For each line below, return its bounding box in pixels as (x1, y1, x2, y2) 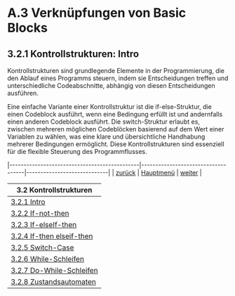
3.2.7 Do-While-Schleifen (11, 266, 98, 275)
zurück (115, 169, 136, 176)
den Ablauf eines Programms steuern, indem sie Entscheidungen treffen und (7, 74, 229, 82)
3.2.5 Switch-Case (11, 243, 74, 252)
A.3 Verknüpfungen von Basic (7, 5, 187, 21)
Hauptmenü (141, 169, 175, 176)
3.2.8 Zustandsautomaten (11, 277, 96, 286)
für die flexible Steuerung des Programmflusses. (7, 148, 147, 155)
